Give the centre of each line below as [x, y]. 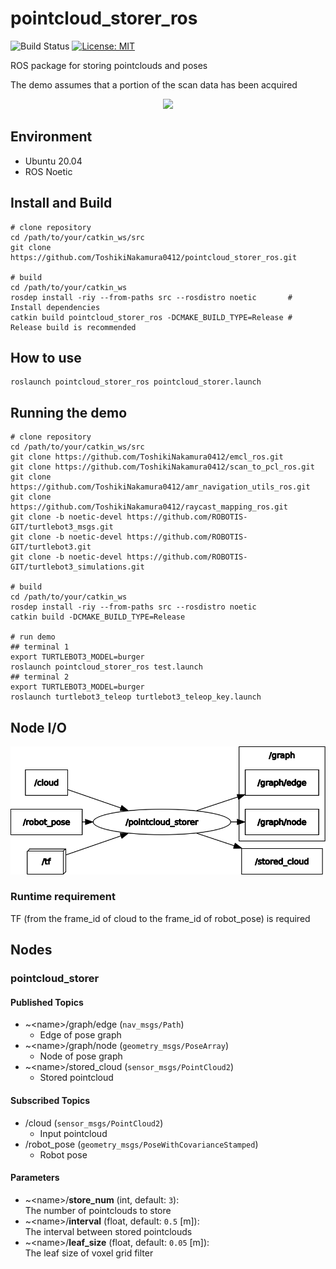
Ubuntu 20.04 [53, 161]
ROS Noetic [48, 171]
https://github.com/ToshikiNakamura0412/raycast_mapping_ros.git [149, 507]
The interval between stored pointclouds [108, 1231]
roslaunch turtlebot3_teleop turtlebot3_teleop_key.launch [136, 697]
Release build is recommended [73, 327]
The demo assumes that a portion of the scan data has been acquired [154, 84]
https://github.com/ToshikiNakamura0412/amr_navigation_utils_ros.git [160, 487]
